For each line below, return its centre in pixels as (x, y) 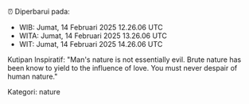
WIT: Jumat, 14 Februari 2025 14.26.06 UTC (91, 44)
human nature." (33, 76)
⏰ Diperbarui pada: (39, 12)
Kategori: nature (34, 92)
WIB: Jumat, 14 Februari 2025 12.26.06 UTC (91, 27)
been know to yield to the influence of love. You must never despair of (123, 68)
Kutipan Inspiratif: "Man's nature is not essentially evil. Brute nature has (124, 60)
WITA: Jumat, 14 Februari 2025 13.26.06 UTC (93, 36)
